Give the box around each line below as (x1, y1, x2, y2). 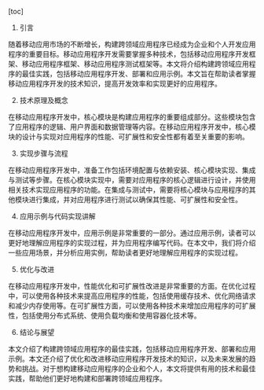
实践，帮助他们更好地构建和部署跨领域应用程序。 (8, 373, 167, 383)
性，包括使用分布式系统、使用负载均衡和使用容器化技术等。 (8, 311, 201, 320)
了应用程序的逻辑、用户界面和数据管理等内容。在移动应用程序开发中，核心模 (8, 122, 256, 131)
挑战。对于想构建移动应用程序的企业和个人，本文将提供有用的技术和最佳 (21, 364, 256, 373)
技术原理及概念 (19, 96, 68, 105)
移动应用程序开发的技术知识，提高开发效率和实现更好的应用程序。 (8, 79, 222, 88)
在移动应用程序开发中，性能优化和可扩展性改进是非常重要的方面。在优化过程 (8, 281, 256, 290)
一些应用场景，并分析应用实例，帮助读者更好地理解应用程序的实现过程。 (8, 248, 242, 257)
